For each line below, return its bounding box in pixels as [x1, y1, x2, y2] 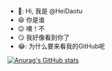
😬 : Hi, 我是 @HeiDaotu [17, 7, 83, 15]
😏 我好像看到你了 [17, 33, 70, 41]
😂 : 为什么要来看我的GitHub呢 [17, 42, 105, 50]
